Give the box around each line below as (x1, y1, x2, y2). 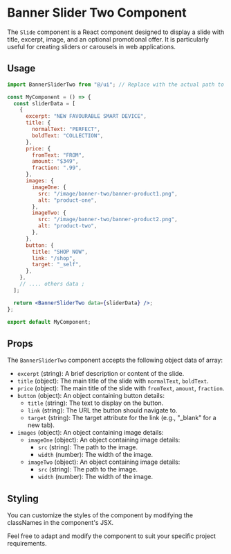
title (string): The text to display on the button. (27, 399, 164, 407)
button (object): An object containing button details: (17, 392, 165, 400)
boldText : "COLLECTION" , (32, 132, 104, 139)
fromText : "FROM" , (32, 151, 85, 159)
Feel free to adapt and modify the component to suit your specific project (7, 532, 216, 540)
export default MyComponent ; (7, 318, 91, 325)
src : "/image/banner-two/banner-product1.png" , (37, 190, 178, 197)
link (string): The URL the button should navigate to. (27, 406, 178, 415)
